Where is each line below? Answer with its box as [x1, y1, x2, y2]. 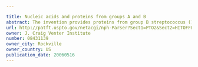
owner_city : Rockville [6, 41, 62, 47]
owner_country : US [6, 46, 51, 53]
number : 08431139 [6, 36, 49, 42]
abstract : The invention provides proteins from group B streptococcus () [6, 19, 194, 25]
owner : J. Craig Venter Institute [6, 30, 91, 36]
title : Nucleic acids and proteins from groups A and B [6, 14, 146, 19]
